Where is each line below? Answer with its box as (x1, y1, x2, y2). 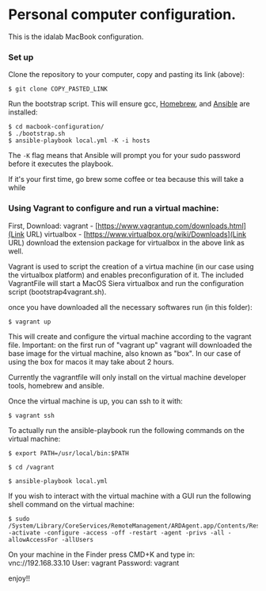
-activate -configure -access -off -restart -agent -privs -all (8, 528, 225, 537)
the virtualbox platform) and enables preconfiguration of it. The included (8, 270, 244, 280)
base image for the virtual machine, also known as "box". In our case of (8, 348, 241, 358)
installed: (8, 107, 38, 117)
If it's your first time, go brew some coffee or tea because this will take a (8, 175, 244, 184)
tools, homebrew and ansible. (8, 380, 104, 390)
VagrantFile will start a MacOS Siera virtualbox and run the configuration (8, 278, 244, 288)
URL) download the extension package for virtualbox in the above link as (8, 238, 245, 247)
